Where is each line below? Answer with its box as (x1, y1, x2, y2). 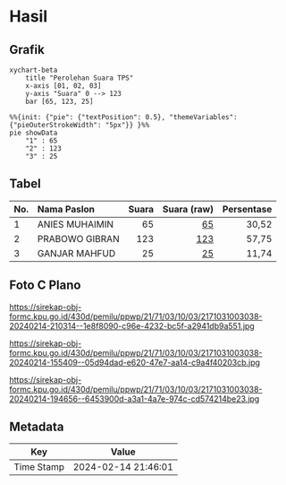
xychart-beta (9, 65, 58, 74)
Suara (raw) (162, 203, 214, 215)
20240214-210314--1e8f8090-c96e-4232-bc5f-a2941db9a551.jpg (9, 320, 255, 331)
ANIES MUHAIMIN (37, 218, 114, 230)
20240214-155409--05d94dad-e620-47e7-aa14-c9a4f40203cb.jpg (9, 357, 261, 368)
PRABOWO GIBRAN (37, 232, 120, 245)
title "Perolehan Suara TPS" (25, 74, 134, 82)
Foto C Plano (9, 278, 81, 293)
